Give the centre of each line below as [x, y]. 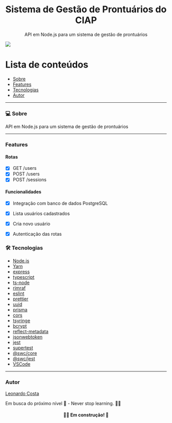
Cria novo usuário [31, 224]
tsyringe [21, 321]
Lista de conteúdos [47, 65]
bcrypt [20, 326]
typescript [24, 277]
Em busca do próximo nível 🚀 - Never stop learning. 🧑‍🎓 [63, 403]
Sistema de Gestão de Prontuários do [86, 9]
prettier [20, 299]
